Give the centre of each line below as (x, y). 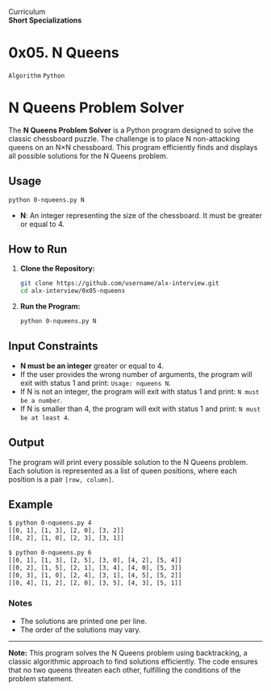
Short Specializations (45, 20)
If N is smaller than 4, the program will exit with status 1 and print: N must (140, 408)
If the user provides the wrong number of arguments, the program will (136, 374)
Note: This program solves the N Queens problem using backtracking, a (128, 652)
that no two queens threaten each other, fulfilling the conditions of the (125, 670)
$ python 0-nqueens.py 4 (50, 523)
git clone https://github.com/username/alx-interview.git (119, 283)
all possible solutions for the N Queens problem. (88, 156)
